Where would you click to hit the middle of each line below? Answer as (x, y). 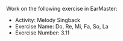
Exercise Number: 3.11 (42, 33)
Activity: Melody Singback (47, 20)
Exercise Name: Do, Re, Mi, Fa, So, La (61, 26)
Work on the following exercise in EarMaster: (62, 9)
